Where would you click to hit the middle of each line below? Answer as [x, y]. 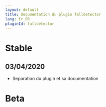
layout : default [22, 10]
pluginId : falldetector [30, 24]
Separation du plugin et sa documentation [55, 79]
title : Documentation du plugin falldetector [53, 14]
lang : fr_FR [17, 19]
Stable [19, 48]
